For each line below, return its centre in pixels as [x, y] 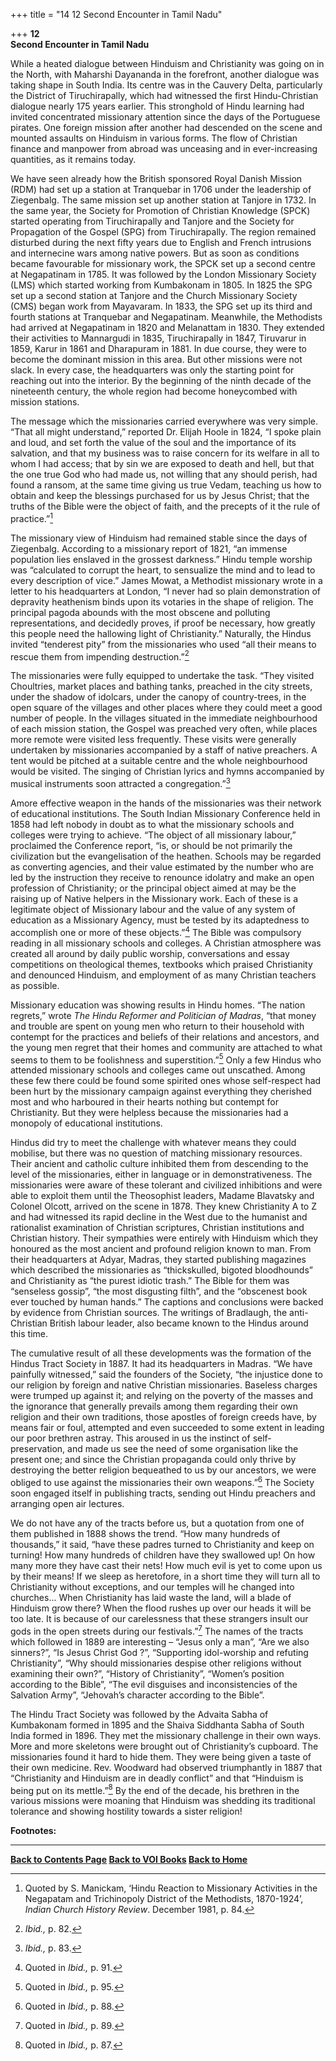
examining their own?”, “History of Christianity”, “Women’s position [147, 1673]
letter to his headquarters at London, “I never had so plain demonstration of [166, 591]
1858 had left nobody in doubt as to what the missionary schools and [152, 824]
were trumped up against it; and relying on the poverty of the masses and [162, 1396]
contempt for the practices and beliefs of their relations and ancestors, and [165, 1036]
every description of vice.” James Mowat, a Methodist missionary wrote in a [166, 580]
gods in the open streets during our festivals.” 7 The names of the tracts [157, 1630]
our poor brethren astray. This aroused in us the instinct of [130, 1438]
